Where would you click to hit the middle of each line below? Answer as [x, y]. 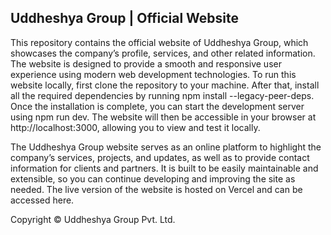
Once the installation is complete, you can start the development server [157, 106]
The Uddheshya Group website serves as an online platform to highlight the [166, 147]
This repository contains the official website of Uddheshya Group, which [159, 42]
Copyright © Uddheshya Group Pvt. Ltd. [93, 219]
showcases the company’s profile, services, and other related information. [163, 53]
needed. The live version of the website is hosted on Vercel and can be [156, 189]
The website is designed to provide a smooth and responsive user [146, 63]
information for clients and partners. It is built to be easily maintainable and [164, 168]
